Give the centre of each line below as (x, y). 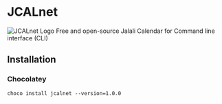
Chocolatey (27, 79)
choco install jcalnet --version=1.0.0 (64, 93)
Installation (32, 60)
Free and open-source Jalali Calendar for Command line (135, 31)
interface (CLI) (27, 38)
